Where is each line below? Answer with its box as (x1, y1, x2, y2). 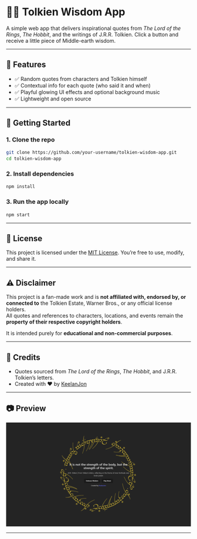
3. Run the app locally (6, 198, 69, 206)
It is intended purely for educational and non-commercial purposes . (6, 330, 173, 337)
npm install (6, 184, 35, 190)
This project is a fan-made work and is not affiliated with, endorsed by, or (6, 294, 186, 301)
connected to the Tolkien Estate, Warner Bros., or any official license (6, 299, 173, 307)
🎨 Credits (6, 352, 41, 362)
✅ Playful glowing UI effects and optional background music (14, 88, 160, 96)
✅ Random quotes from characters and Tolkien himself (14, 75, 148, 82)
